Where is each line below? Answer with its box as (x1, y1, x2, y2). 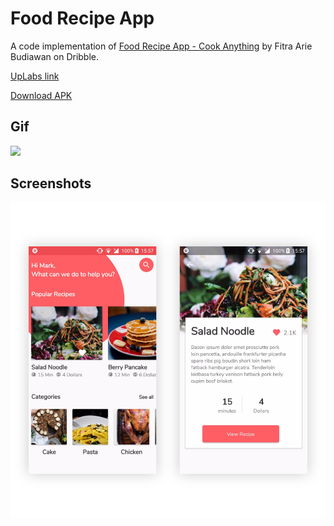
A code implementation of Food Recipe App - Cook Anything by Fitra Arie (10, 40, 313, 52)
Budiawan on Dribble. (10, 50, 100, 62)
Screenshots (10, 175, 92, 192)
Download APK (10, 89, 73, 101)
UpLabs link (10, 70, 60, 82)
